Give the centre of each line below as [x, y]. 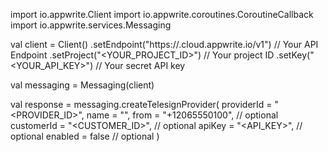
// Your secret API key [140, 65]
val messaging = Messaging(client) [82, 85]
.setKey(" [295, 55]
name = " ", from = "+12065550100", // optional [182, 115]
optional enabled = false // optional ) [85, 136]
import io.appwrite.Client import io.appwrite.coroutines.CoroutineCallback [162, 14]
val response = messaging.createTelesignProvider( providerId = [141, 104]
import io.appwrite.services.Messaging [91, 25]
